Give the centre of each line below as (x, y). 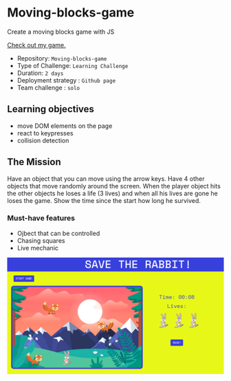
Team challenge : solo (48, 87)
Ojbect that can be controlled (58, 233)
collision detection (43, 140)
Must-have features (41, 218)
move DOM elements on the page (65, 126)
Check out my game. (37, 45)
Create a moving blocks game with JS (61, 32)
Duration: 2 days (40, 73)
